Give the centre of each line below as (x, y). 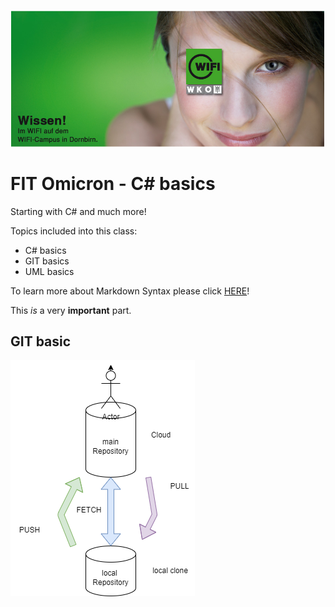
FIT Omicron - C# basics (113, 183)
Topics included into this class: (74, 231)
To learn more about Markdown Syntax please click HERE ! (130, 291)
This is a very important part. (71, 310)
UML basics (49, 271)
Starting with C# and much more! (78, 211)
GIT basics (47, 261)
